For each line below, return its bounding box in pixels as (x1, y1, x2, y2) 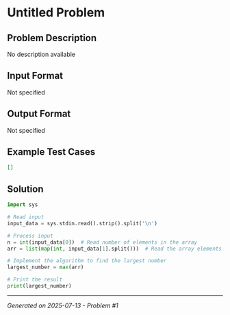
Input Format (7, 70, 64, 81)
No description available (7, 50, 76, 58)
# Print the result (7, 276, 63, 283)
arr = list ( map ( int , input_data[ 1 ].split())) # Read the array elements (7, 245, 222, 252)
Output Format (7, 108, 71, 120)
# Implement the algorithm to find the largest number (7, 257, 167, 264)
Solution (7, 183, 44, 194)
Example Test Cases (7, 146, 96, 158)
